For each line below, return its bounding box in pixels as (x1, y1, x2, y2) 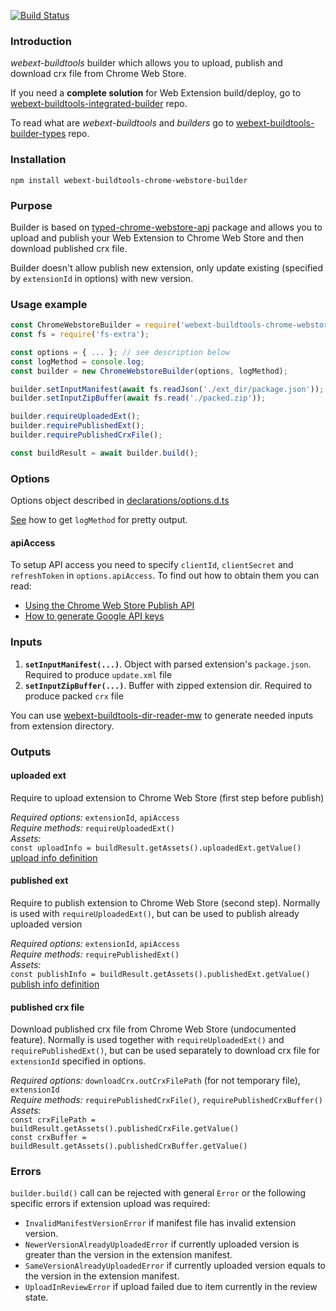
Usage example (10, 297, 88, 311)
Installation (10, 153, 67, 167)
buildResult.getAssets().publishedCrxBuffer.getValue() (10, 1141, 248, 1152)
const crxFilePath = (10, 1115, 97, 1125)
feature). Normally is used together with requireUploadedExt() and (10, 1034, 285, 1046)
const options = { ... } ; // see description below (10, 347, 230, 357)
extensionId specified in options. (10, 1055, 147, 1067)
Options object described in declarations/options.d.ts (10, 495, 230, 507)
